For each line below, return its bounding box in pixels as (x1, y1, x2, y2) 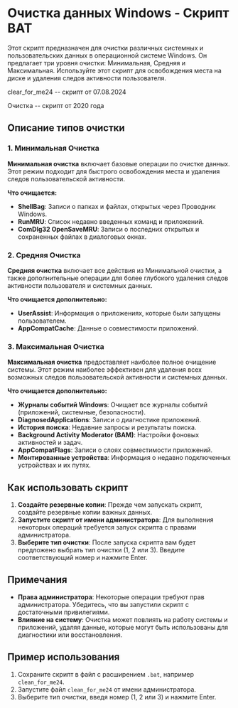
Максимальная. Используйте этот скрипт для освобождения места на (7, 66, 222, 75)
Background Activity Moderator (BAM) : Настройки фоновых (17, 431, 200, 439)
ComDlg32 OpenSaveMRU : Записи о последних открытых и (17, 225, 200, 233)
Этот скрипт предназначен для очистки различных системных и (7, 43, 204, 52)
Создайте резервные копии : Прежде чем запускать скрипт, (17, 500, 202, 509)
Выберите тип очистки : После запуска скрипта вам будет (17, 538, 196, 547)
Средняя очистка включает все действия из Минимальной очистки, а (7, 266, 222, 274)
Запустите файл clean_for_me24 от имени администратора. (17, 685, 197, 694)
